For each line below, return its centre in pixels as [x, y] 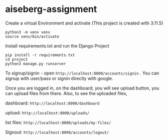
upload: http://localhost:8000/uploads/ [47, 112]
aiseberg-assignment [51, 9]
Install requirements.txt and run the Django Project [57, 45]
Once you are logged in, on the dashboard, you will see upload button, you [82, 88]
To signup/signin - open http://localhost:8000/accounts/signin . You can [82, 73]
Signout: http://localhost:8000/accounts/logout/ [57, 132]
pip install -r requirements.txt [40, 55]
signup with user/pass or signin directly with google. [59, 78]
